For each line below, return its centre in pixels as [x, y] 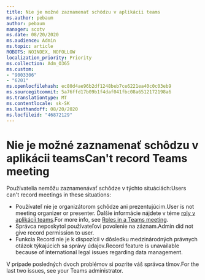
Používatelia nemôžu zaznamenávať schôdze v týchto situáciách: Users [96, 189]
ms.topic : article [30, 47]
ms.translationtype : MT [37, 98]
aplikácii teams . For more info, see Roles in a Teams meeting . [92, 220]
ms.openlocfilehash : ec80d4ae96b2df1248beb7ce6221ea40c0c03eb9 [89, 87]
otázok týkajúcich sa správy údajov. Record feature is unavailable [97, 246]
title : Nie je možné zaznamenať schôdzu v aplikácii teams [83, 12]
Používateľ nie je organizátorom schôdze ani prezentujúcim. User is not [105, 207]
